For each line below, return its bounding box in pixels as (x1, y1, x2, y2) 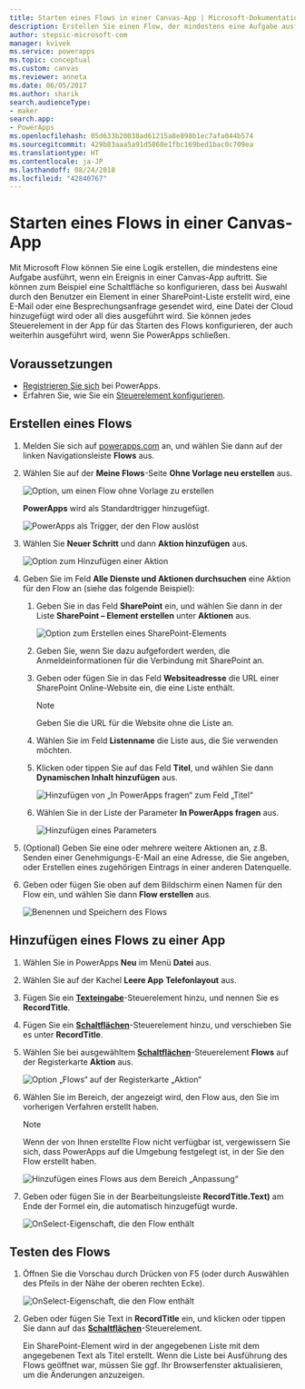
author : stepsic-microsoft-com (9, 30, 128, 39)
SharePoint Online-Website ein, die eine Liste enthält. (35, 682, 235, 693)
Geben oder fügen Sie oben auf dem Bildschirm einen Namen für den (22, 878, 283, 890)
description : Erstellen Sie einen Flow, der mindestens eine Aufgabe (9, 22, 279, 31)
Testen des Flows (9, 1245, 111, 1260)
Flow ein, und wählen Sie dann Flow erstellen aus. (22, 888, 212, 899)
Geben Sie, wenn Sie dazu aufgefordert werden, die (35, 645, 231, 656)
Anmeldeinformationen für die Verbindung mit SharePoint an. (35, 655, 265, 666)
